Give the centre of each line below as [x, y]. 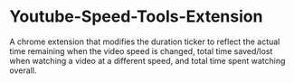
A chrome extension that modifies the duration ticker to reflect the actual [145, 41]
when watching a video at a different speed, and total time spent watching [147, 60]
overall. [23, 70]
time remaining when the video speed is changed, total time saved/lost [141, 51]
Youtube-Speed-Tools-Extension [136, 17]
